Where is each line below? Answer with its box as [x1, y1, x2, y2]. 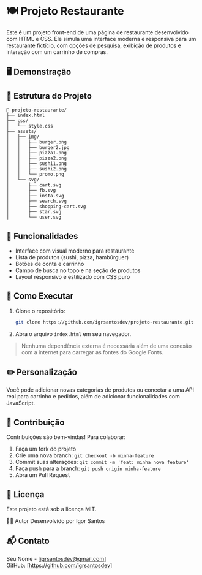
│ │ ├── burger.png [6, 139, 67, 145]
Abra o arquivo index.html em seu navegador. [15, 330, 132, 337]
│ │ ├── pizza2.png [6, 155, 67, 162]
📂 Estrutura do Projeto [6, 91, 92, 101]
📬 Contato [6, 536, 50, 546]
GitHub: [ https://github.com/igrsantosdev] [6, 562, 113, 569]
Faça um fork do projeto [15, 445, 77, 453]
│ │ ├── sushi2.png [6, 166, 67, 172]
